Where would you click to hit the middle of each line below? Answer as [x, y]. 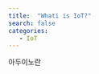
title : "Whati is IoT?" [50, 16]
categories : [28, 31]
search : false [32, 23]
